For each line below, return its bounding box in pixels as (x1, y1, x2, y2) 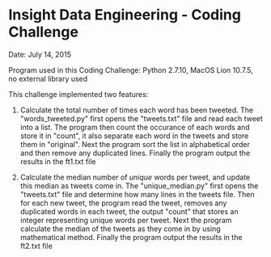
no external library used (8, 74, 88, 83)
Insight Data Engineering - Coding (8, 6, 241, 24)
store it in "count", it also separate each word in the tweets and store (19, 131, 249, 141)
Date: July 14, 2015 (8, 49, 71, 59)
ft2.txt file (19, 241, 53, 251)
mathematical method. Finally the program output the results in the (19, 232, 243, 242)
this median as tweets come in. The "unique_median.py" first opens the (19, 180, 259, 191)
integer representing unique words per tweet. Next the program (19, 215, 232, 225)
